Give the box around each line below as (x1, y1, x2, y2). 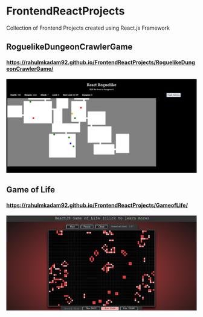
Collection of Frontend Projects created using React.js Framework (6, 24, 170, 31)
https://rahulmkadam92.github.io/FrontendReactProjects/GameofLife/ (6, 201, 188, 209)
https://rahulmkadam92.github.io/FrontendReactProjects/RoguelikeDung (6, 59, 195, 66)
